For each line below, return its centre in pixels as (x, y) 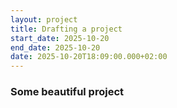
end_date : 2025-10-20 (55, 47)
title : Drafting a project (66, 29)
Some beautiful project (67, 92)
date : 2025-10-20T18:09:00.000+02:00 (89, 57)
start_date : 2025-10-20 (60, 38)
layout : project (44, 19)
